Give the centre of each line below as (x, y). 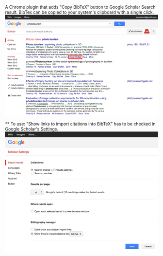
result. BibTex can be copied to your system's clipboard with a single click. (80, 12)
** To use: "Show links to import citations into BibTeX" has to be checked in (80, 124)
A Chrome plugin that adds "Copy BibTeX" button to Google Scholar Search (81, 7)
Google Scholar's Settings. (32, 129)
